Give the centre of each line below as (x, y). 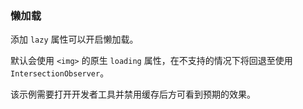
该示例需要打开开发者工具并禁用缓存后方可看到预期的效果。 (133, 94)
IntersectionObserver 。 (60, 73)
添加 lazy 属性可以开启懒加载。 (74, 39)
